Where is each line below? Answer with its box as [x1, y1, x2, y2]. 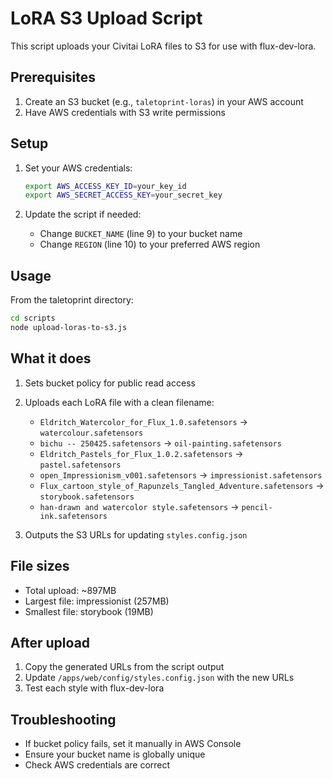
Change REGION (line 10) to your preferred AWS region [39, 238, 261, 251]
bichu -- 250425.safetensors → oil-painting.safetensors [39, 437, 282, 449]
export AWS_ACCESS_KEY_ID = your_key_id [24, 181, 187, 191]
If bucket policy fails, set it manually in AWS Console [24, 738, 242, 750]
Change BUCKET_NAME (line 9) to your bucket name [39, 228, 243, 240]
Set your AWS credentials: [24, 162, 133, 174]
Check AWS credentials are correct [24, 759, 171, 771]
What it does [10, 350, 92, 367]
